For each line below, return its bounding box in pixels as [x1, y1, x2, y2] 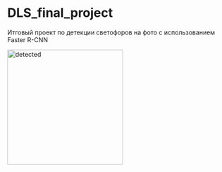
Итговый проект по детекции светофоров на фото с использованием [7, 28, 216, 37]
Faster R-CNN [7, 35, 48, 44]
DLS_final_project [7, 5, 113, 21]
